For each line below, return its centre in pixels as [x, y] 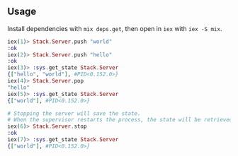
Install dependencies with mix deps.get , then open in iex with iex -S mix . [115, 28]
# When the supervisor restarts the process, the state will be [104, 120]
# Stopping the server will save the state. [74, 113]
